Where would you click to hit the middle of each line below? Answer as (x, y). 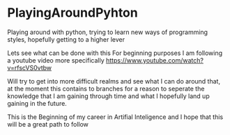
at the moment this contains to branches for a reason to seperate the (106, 88)
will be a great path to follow (48, 124)
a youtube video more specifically (56, 60)
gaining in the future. (37, 103)
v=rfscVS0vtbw (30, 67)
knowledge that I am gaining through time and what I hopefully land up (109, 96)
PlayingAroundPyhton (72, 13)
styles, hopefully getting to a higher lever (66, 39)
